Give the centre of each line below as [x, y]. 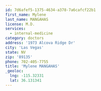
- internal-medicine [31, 33]
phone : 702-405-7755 [27, 62]
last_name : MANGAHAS [27, 19]
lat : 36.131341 [26, 80]
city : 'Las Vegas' [24, 48]
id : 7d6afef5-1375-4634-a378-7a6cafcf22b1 [50, 10]
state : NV [16, 52]
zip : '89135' [19, 57]
